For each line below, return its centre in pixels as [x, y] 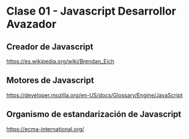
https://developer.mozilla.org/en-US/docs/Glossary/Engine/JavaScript [94, 95]
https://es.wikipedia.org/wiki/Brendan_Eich [60, 61]
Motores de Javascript [50, 80]
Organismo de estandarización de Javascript [94, 114]
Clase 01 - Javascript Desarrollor [91, 11]
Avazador [31, 24]
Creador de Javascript [50, 47]
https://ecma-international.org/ [45, 129]
